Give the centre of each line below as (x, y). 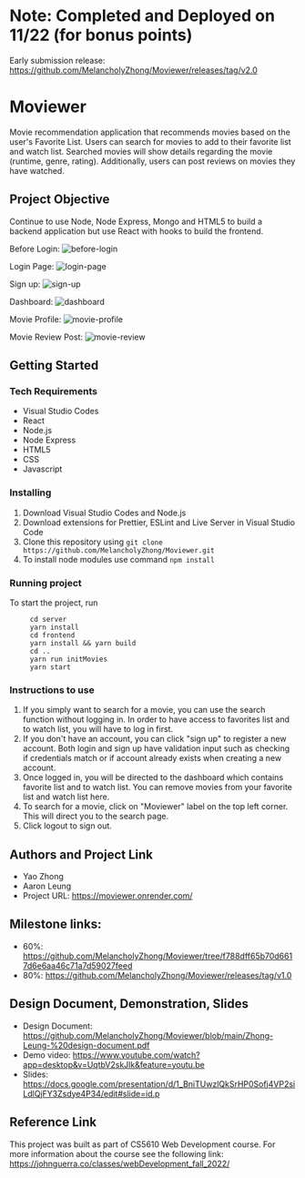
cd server (48, 619)
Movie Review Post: (46, 337)
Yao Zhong (43, 877)
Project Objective (60, 200)
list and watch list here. (66, 797)
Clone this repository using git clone (93, 542)
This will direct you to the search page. (96, 817)
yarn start (50, 667)
